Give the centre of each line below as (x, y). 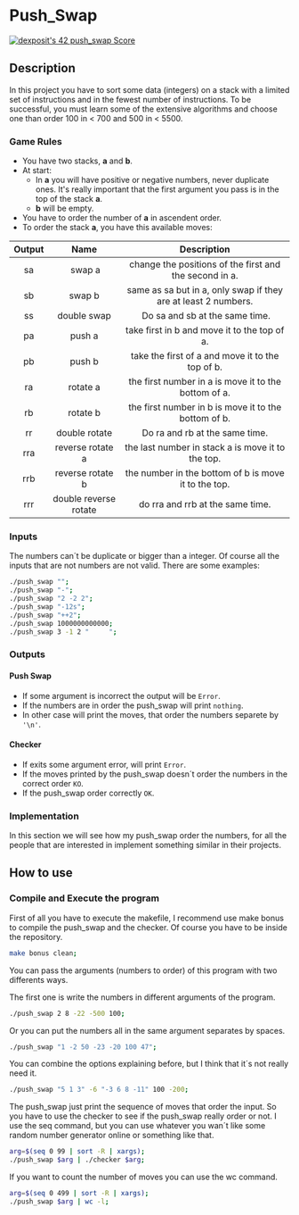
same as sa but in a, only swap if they (205, 290)
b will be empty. (65, 208)
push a (84, 336)
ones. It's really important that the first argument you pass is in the (157, 189)
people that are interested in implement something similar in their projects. (145, 845)
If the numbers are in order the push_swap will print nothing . (133, 705)
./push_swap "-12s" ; (48, 607)
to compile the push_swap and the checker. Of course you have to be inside (148, 927)
